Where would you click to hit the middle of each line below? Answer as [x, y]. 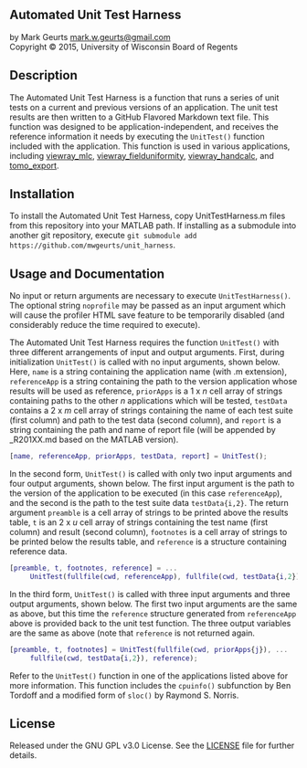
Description [43, 75]
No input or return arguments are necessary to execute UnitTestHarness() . [150, 296]
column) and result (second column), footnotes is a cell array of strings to [148, 532]
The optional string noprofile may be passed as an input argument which [148, 306]
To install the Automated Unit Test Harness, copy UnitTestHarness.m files [148, 216]
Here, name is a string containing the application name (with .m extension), [148, 372]
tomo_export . [34, 165]
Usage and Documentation [87, 274]
